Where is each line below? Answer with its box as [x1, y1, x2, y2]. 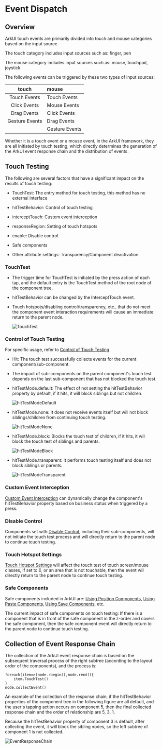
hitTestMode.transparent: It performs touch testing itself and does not [12, 457, 151, 463]
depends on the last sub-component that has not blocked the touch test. [12, 376, 157, 382]
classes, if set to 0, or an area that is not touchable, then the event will [5, 567, 145, 573]
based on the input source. [5, 41, 59, 47]
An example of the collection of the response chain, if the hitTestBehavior [5, 694, 151, 699]
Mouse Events [46, 102, 79, 108]
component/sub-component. [12, 361, 70, 367]
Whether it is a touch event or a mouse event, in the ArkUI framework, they [5, 138, 154, 144]
